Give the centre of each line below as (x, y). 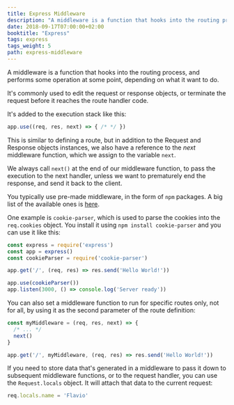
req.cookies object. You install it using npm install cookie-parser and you (114, 225)
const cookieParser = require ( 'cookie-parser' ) (78, 258)
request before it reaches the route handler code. (78, 100)
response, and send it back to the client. (65, 183)
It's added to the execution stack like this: (67, 114)
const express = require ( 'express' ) (60, 245)
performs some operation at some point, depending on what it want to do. (113, 79)
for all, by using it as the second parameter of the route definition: (102, 310)
